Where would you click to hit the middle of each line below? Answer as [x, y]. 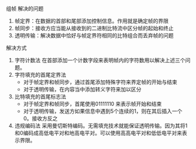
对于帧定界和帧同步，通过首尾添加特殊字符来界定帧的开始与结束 [100, 82]
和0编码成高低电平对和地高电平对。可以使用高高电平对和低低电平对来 [98, 133]
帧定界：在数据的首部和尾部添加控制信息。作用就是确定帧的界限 [91, 21]
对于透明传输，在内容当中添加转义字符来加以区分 [82, 89]
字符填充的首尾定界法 [40, 75]
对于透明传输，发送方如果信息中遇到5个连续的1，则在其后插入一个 [103, 111]
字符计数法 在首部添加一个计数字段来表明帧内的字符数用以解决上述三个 [100, 60]
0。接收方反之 [40, 118]
